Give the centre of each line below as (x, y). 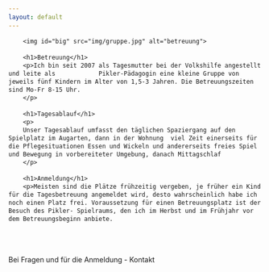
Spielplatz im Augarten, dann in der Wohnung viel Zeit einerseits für (133, 138)
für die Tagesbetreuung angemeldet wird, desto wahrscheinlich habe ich (133, 195)
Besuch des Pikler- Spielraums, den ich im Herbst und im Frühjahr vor (131, 211)
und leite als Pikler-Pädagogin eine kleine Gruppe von (124, 73)
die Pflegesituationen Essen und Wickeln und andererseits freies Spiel (133, 146)
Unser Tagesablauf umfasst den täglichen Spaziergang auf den (129, 130)
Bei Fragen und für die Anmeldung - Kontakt (82, 259)
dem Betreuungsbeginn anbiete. (61, 219)
